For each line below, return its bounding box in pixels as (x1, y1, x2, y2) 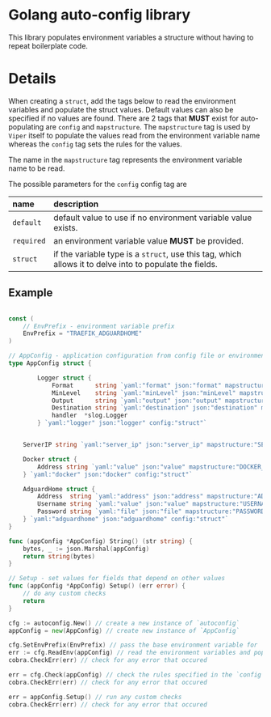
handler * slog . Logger (51, 411, 128, 420)
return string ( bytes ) (23, 552, 95, 560)
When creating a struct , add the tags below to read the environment (8, 95, 236, 106)
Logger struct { (37, 374, 92, 382)
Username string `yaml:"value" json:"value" (37, 500, 190, 508)
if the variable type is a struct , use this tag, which (53, 248, 242, 260)
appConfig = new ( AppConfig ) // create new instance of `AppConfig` (8, 626, 240, 634)
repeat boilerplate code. (8, 40, 89, 50)
